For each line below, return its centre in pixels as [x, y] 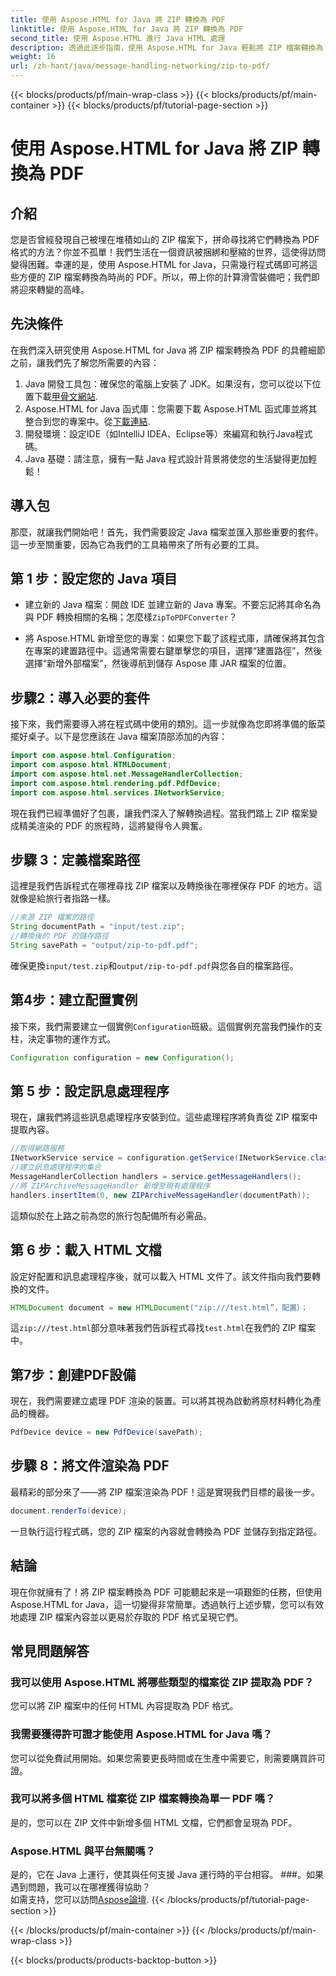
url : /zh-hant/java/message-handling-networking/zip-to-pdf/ [140, 66]
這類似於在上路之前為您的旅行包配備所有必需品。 [111, 1215]
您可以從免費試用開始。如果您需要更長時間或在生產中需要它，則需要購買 [159, 1758]
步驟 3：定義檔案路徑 [75, 860]
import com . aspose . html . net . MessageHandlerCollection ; [127, 774]
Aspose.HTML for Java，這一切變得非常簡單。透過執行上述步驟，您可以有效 [167, 1604]
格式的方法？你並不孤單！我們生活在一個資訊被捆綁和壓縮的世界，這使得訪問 [168, 252]
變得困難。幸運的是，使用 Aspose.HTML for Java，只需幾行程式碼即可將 [160, 264]
